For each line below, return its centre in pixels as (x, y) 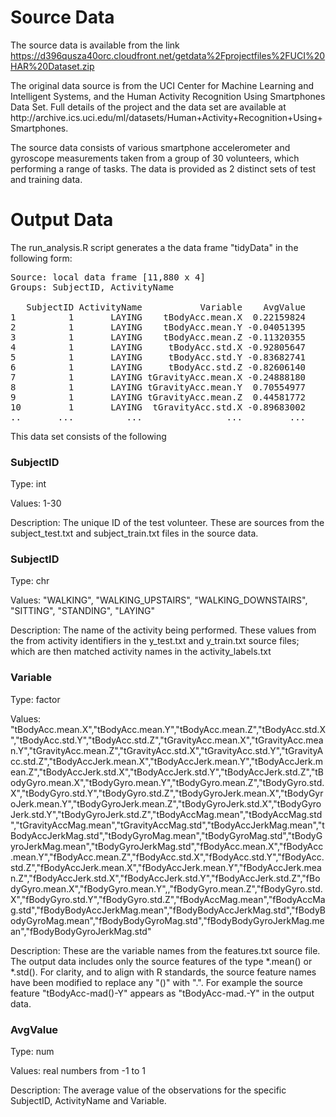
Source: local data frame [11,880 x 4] (108, 277)
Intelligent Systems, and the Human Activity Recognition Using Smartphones (168, 96)
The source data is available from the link (95, 45)
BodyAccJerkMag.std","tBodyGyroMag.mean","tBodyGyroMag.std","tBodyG (166, 835)
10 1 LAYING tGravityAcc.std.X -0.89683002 (158, 407)
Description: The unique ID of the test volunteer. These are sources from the (167, 523)
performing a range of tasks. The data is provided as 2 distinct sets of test (163, 168)
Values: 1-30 (36, 503)
